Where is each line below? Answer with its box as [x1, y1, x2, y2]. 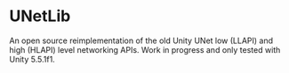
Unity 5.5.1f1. [9, 54, 55, 64]
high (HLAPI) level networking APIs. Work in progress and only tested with [9, 44, 281, 55]
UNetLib [9, 6, 71, 26]
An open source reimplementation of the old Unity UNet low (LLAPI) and [9, 35, 274, 46]
